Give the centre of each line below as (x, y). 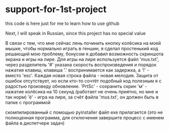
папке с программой (28, 102)
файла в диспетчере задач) (35, 123)
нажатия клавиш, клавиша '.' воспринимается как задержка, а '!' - (77, 70)
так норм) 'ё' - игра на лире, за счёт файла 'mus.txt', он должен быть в (82, 97)
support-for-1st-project (56, 9)
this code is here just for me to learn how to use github (62, 23)
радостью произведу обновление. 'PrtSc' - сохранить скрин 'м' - (76, 86)
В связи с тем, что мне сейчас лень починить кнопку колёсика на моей (83, 43)
